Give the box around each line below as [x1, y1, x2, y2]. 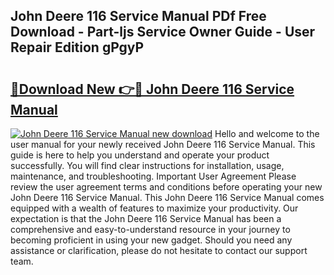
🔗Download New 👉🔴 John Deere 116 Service [10, 80, 295, 98]
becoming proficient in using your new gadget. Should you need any [10, 234, 293, 246]
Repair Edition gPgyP [10, 39, 145, 56]
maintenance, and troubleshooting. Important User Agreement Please [10, 170, 297, 182]
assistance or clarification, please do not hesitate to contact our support [10, 245, 308, 256]
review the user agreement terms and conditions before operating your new [10, 181, 323, 193]
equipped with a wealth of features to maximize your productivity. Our [10, 202, 299, 214]
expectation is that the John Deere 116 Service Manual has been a [10, 213, 282, 224]
